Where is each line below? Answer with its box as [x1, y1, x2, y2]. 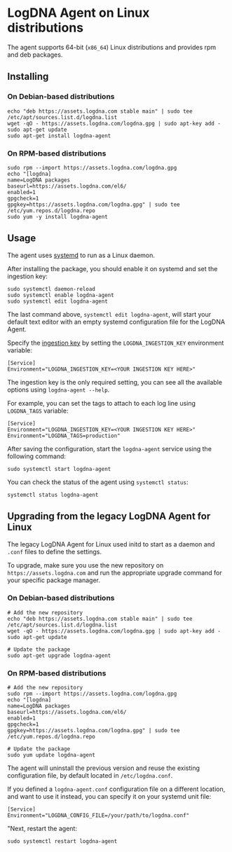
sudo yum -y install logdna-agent [7, 213, 109, 220]
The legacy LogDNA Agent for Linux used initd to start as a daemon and [7, 540, 215, 548]
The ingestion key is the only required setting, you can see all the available [7, 378, 223, 386]
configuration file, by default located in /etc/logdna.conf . [7, 771, 173, 780]
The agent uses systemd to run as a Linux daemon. [7, 251, 156, 259]
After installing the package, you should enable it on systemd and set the [7, 264, 218, 273]
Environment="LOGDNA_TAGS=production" [7, 432, 121, 439]
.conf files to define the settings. [7, 547, 102, 556]
